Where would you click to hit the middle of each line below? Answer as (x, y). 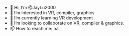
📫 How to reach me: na (34, 28)
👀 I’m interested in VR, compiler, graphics (52, 13)
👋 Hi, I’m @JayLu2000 (33, 8)
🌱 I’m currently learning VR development (51, 18)
